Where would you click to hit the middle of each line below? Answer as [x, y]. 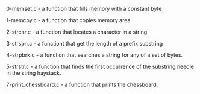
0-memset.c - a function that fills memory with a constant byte [84, 9]
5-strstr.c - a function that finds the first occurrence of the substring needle [100, 66]
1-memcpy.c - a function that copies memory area [68, 20]
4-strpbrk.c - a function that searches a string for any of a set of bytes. [95, 55]
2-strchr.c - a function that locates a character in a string [77, 32]
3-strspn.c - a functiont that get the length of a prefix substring [85, 43]
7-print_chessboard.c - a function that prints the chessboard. [82, 84]
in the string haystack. [34, 73]
